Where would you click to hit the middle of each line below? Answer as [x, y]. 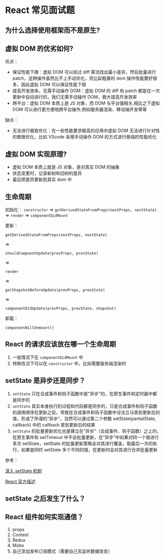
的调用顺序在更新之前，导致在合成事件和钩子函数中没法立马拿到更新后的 [86, 412]
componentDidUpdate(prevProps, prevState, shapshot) [61, 309]
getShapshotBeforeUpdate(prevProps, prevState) [55, 290]
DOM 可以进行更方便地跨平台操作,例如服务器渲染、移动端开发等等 [80, 110]
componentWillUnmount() [30, 328]
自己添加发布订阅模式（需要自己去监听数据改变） [62, 551]
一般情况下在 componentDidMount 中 [48, 357]
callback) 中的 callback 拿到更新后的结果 [54, 424]
